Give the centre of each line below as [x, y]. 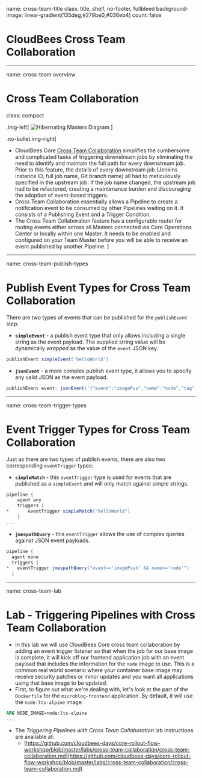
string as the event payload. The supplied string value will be [90, 342]
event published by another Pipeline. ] [62, 246]
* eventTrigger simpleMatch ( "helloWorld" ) [68, 511]
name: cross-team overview [41, 74]
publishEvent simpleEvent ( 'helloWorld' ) [58, 359]
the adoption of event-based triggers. [61, 195]
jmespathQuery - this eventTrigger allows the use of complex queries [99, 534]
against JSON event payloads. [52, 540]
